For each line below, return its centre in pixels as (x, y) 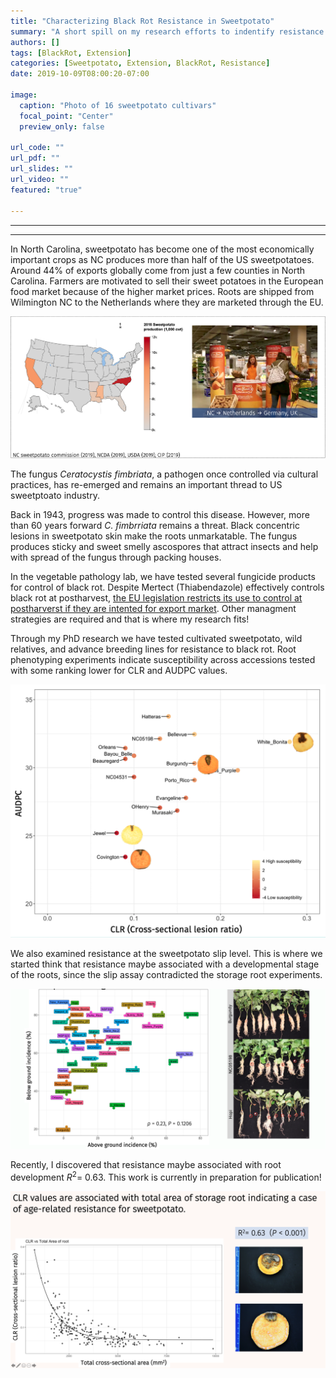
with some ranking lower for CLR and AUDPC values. (119, 670)
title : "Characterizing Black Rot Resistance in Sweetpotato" (142, 21)
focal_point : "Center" (66, 116)
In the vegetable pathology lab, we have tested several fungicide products (163, 576)
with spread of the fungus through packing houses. (116, 557)
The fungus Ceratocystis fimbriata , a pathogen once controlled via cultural (164, 474)
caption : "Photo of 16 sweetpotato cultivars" (118, 105)
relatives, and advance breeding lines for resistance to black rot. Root (153, 649)
